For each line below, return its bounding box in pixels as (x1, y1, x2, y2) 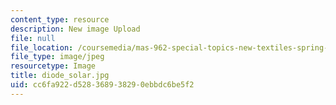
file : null (10, 33, 56, 43)
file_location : (10, 42, 74, 53)
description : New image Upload (10, 24, 141, 34)
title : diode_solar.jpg (10, 71, 110, 81)
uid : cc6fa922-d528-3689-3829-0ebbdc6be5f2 (10, 80, 195, 90)
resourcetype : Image (10, 61, 97, 71)
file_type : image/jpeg (10, 52, 105, 62)
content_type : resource (10, 14, 110, 25)
